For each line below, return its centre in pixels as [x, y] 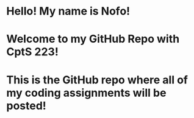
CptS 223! [33, 52]
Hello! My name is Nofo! [68, 11]
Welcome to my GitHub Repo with [93, 39]
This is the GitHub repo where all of [97, 80]
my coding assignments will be [86, 93]
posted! [27, 106]
